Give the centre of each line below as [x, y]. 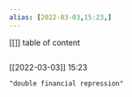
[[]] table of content [45, 42]
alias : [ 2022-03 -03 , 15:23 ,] [61, 17]
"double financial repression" [66, 83]
